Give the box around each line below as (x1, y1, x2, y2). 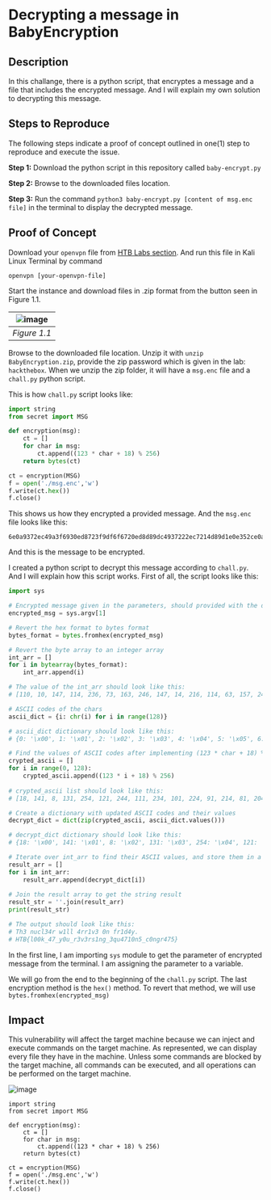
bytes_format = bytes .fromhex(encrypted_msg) (8, 631, 164, 639)
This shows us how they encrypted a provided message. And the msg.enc (8, 509, 252, 519)
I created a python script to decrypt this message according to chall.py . (8, 563, 249, 573)
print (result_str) (8, 906, 70, 914)
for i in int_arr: (8, 868, 70, 876)
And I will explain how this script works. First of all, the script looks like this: (8, 571, 259, 581)
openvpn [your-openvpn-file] (8, 272, 106, 280)
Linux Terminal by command (8, 256, 102, 266)
